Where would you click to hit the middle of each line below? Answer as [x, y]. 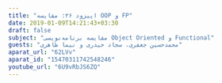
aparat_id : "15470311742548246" [61, 60]
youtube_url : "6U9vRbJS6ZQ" [55, 67]
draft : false [30, 30]
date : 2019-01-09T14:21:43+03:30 [63, 23]
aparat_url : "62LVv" [42, 52]
